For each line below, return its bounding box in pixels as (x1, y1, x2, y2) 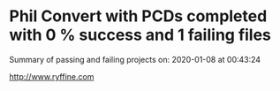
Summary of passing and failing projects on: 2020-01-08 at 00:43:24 (9, 54, 261, 64)
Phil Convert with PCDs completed (9, 6, 268, 27)
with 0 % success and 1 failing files (9, 25, 272, 45)
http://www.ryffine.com (9, 71, 95, 81)
